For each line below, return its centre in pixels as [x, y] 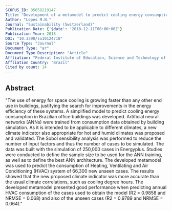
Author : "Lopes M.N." [28, 19]
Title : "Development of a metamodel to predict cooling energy [74, 15]
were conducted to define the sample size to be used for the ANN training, [84, 155]
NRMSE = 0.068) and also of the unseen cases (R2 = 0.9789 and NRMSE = [84, 198]
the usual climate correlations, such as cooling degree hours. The [74, 182]
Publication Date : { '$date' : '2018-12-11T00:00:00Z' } [64, 29]
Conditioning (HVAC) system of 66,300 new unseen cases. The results [80, 171]
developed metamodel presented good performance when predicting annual [86, 187]
